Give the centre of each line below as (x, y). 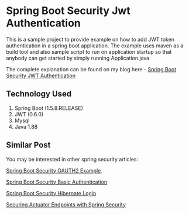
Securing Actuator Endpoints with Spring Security (66, 204)
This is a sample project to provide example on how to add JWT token (90, 39)
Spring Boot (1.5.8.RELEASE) (49, 108)
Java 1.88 (26, 126)
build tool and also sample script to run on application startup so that (89, 51)
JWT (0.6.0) (29, 114)
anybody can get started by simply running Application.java (78, 58)
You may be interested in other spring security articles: (72, 159)
